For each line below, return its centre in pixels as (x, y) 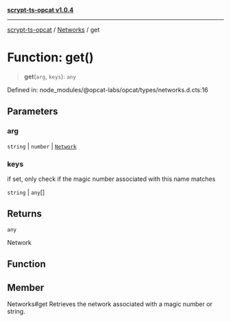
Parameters (33, 112)
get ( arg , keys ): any (50, 76)
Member (26, 287)
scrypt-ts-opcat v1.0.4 (41, 10)
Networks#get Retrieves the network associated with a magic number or (110, 304)
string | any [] (26, 192)
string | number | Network (42, 146)
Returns (25, 214)
